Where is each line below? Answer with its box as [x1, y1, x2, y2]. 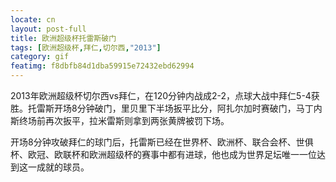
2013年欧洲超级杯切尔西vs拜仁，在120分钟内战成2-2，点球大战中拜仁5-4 [10, 90, 312, 101]
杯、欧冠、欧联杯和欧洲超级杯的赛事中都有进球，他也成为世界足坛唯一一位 [10, 149, 317, 160]
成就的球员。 [36, 161, 90, 173]
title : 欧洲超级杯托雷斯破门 [10, 33, 117, 43]
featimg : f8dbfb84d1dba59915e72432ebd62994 [10, 61, 195, 71]
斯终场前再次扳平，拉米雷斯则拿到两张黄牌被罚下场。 [10, 115, 230, 126]
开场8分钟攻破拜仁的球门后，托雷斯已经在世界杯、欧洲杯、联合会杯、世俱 [10, 136, 314, 148]
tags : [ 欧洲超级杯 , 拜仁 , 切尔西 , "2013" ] [10, 42, 162, 53]
